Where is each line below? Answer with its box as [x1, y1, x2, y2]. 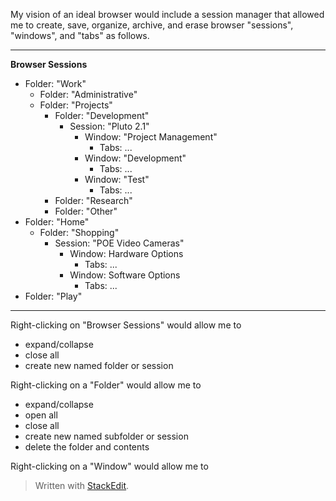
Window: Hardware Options [69, 248, 184, 259]
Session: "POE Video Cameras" [54, 237, 185, 249]
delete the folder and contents [24, 441, 150, 453]
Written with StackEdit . [34, 480, 130, 491]
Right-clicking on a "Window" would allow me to [10, 460, 209, 472]
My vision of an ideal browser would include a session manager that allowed [10, 9, 325, 20]
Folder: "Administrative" [39, 89, 138, 100]
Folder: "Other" [54, 205, 118, 217]
